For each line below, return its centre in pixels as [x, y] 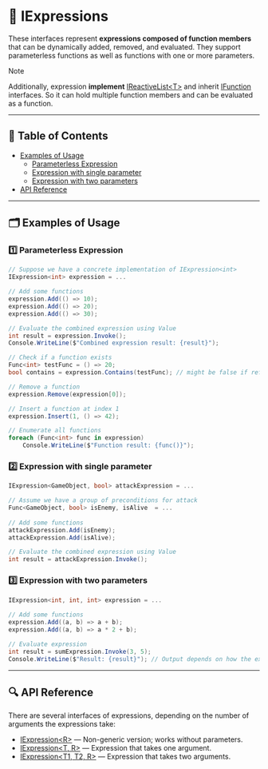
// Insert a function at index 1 [64, 408]
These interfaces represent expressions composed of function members [130, 38]
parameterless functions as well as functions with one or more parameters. [132, 55]
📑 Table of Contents [58, 136]
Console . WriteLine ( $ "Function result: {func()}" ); [108, 446]
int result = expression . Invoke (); [67, 336]
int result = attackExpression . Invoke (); [78, 560]
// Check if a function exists [60, 358]
